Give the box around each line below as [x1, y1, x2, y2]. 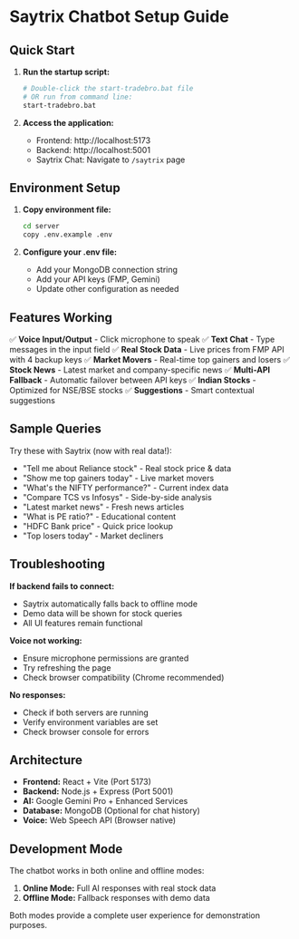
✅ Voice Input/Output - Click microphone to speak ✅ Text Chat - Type [9, 334, 275, 344]
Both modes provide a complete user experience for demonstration [9, 910, 261, 921]
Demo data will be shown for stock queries [22, 607, 183, 618]
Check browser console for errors [22, 726, 149, 737]
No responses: [9, 689, 66, 700]
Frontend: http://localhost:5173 [35, 134, 151, 146]
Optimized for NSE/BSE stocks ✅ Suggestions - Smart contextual [9, 385, 256, 395]
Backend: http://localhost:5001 [35, 144, 151, 155]
